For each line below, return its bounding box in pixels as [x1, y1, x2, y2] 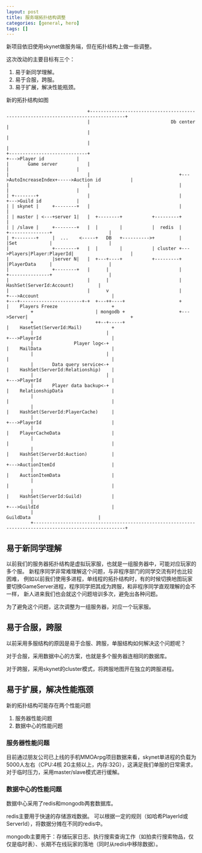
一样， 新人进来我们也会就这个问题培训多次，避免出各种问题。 [6, 590, 161, 597]
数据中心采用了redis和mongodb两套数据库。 [6, 800, 116, 807]
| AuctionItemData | [6, 473, 115, 479]
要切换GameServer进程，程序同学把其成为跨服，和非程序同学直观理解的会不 [6, 583, 196, 590]
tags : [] [6, 25, 28, 32]
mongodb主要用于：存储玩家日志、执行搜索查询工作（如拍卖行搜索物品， [6, 833, 189, 840]
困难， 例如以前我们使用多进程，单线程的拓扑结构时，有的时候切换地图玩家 [6, 575, 193, 582]
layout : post [6, 8, 39, 15]
